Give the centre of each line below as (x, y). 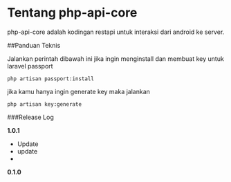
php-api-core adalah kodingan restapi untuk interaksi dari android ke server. (116, 32)
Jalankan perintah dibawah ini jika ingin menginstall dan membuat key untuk (116, 58)
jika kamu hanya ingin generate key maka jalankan (79, 91)
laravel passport (30, 66)
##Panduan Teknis (34, 45)
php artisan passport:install (51, 79)
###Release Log (30, 117)
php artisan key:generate (44, 104)
